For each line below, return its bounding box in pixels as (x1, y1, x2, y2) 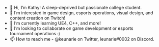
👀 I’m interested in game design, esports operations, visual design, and (9, 10, 154, 16)
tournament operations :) (9, 31, 60, 36)
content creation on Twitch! (9, 15, 65, 21)
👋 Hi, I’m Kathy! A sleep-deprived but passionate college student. (9, 5, 142, 10)
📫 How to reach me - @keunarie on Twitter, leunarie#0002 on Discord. (9, 36, 155, 42)
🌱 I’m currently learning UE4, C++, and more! (9, 20, 101, 26)
